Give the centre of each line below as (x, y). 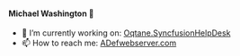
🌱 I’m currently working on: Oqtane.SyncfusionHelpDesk (126, 33)
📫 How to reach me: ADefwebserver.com (99, 43)
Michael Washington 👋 (51, 13)
